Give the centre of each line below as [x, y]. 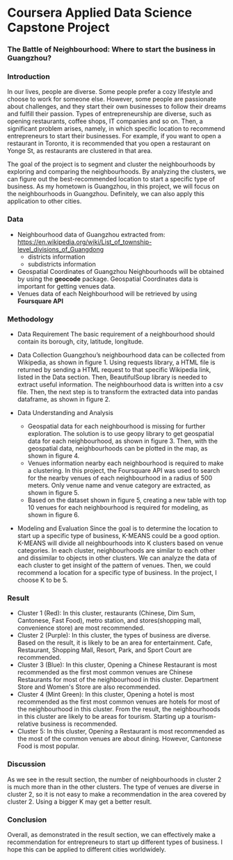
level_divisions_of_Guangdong [61, 249]
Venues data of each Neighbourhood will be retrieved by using [107, 293]
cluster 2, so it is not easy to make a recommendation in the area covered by [117, 794]
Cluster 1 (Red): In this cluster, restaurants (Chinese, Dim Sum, [106, 613]
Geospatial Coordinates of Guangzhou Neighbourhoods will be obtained [121, 271]
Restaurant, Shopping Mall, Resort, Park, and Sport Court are [105, 650]
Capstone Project [58, 27]
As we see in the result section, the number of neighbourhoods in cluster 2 [114, 779]
